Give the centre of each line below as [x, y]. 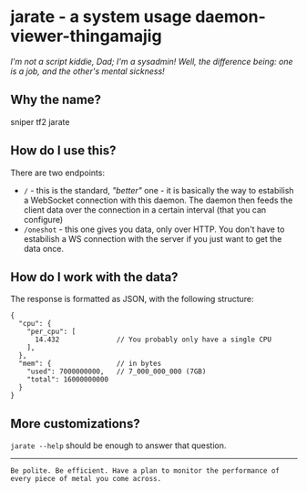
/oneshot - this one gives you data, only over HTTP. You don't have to [154, 229]
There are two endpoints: [58, 173]
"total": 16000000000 [67, 380]
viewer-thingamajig [86, 36]
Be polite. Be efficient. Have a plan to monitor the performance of [145, 471]
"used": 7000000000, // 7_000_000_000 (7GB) [117, 372]
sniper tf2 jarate [40, 121]
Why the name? [56, 100]
